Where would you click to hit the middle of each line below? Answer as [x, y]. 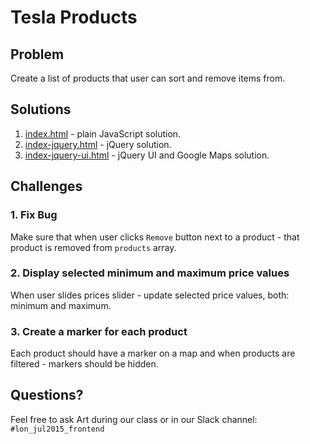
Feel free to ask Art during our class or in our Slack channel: [134, 419]
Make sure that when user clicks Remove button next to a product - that [155, 237]
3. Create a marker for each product [99, 331]
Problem [37, 54]
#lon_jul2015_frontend [57, 429]
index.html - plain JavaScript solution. [103, 133]
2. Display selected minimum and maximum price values [150, 273]
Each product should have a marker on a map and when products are [153, 353]
